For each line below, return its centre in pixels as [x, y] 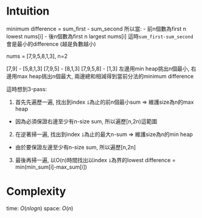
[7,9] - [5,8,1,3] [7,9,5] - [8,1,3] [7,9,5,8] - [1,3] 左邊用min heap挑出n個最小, [98, 69]
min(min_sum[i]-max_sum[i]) [51, 167]
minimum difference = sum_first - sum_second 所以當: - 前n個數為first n [96, 29]
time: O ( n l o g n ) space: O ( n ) [40, 208]
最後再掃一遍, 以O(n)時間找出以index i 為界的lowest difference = [95, 160]
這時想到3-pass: [27, 89]
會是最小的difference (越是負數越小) [51, 44]
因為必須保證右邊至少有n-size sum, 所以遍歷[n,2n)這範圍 [86, 121]
